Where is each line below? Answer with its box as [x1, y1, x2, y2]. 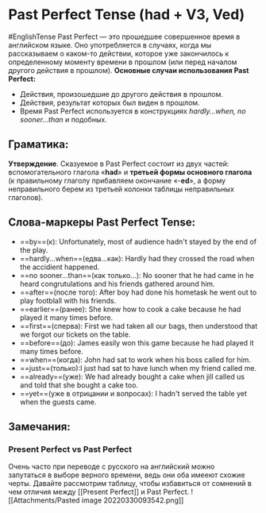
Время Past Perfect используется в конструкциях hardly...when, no [19, 106, 246, 116]
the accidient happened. [19, 262, 100, 272]
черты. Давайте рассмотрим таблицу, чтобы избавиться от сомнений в [8, 479, 253, 488]
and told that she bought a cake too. [19, 380, 139, 390]
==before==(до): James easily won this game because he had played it [19, 337, 254, 347]
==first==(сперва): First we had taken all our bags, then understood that [19, 321, 258, 330]
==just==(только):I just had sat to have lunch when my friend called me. [19, 363, 257, 372]
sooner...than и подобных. [19, 114, 107, 124]
